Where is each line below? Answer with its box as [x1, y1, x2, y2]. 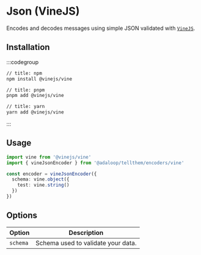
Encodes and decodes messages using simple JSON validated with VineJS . [6, 24, 196, 32]
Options [6, 210, 38, 221]
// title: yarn [6, 104, 45, 110]
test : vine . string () [17, 182, 70, 189]
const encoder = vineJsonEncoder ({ [6, 171, 97, 177]
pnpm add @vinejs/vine [6, 93, 64, 99]
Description [68, 228, 104, 237]
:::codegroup [6, 58, 39, 65]
